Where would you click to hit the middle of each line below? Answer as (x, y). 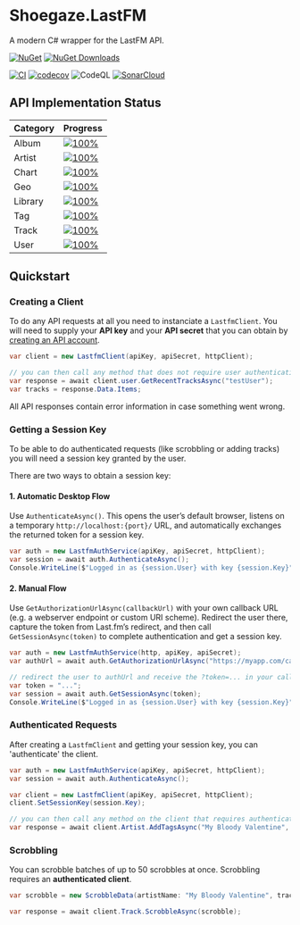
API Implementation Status (85, 103)
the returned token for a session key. (77, 535)
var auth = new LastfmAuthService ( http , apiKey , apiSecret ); (125, 653)
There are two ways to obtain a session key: (90, 476)
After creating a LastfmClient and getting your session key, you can (134, 744)
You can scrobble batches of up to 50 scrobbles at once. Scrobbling (135, 870)
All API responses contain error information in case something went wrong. (147, 406)
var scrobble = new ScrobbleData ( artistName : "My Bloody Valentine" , (142, 896)
